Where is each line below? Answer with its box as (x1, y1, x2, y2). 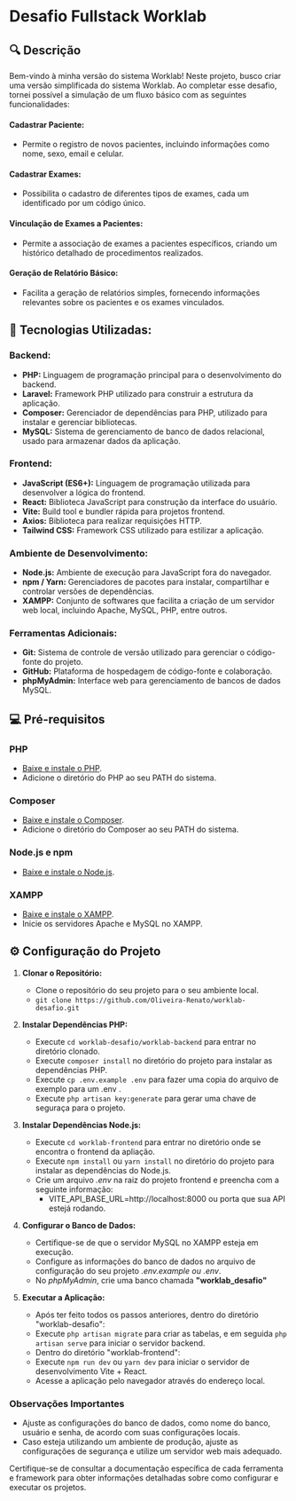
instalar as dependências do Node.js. (35, 1165, 171, 1175)
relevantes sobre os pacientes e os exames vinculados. (21, 296, 225, 307)
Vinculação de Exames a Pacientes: (9, 218, 144, 228)
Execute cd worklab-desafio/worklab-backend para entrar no (35, 1036, 257, 1047)
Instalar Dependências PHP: (21, 1019, 129, 1030)
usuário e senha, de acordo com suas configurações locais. (21, 1427, 241, 1438)
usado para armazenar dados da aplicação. (21, 435, 182, 446)
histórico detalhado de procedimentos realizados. (21, 247, 204, 258)
